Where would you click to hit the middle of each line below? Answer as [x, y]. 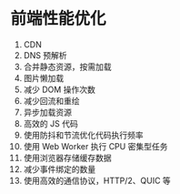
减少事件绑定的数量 [60, 168]
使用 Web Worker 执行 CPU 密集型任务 [95, 146]
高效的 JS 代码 [50, 123]
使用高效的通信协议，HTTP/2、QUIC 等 [97, 180]
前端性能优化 [59, 19]
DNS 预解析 [45, 55]
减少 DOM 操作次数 [60, 89]
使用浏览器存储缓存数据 [67, 158]
